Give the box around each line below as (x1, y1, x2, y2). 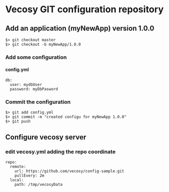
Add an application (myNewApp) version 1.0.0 (5, 24, 155, 33)
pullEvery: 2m (14, 173, 44, 178)
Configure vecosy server (5, 133, 87, 141)
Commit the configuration (5, 99, 71, 106)
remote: (10, 164, 27, 170)
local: (10, 178, 24, 183)
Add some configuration (5, 54, 67, 61)
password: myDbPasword (10, 87, 58, 92)
